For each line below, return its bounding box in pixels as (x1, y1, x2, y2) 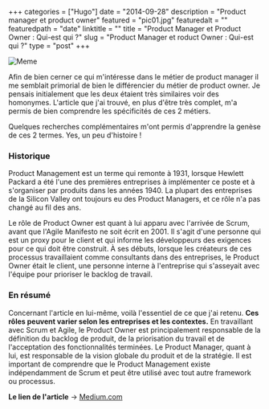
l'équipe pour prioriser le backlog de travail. (8, 269, 153, 280)
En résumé (8, 289, 51, 301)
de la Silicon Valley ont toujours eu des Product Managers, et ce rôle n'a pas (8, 194, 261, 204)
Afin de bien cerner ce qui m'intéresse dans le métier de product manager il (8, 72, 259, 81)
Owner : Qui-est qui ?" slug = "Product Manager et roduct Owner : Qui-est (8, 32, 255, 42)
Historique (8, 150, 51, 162)
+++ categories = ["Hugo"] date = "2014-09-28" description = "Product (8, 7, 247, 16)
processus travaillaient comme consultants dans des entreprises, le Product (8, 252, 259, 262)
